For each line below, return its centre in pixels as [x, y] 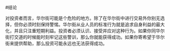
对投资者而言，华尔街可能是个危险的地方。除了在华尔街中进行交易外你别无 [83, 18]
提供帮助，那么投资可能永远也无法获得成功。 [60, 43]
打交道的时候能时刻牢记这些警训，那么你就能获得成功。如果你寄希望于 [82, 37]
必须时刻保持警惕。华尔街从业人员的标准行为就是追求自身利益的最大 [94, 24]
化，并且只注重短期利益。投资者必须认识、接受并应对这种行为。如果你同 [80, 31]
